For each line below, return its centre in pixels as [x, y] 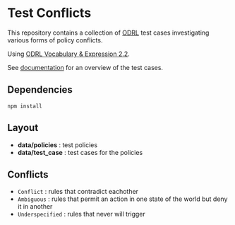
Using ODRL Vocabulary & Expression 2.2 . [69, 54]
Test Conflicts [49, 13]
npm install [25, 106]
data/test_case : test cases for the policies [80, 152]
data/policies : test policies [57, 145]
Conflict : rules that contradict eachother [78, 192]
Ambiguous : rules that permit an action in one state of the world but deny [122, 199]
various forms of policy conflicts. [55, 40]
